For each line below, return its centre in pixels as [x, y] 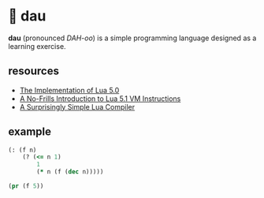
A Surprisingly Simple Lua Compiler [77, 106]
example [30, 132]
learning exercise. [37, 46]
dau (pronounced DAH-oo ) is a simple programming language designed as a [132, 38]
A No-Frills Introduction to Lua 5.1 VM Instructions [100, 99]
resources [33, 71]
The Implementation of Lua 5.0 [69, 90]
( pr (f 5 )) [26, 186]
